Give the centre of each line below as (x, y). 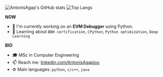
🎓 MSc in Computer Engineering (46, 55)
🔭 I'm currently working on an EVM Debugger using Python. (72, 26)
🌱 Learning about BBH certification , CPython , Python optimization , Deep (85, 31)
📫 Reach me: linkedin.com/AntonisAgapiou (56, 62)
